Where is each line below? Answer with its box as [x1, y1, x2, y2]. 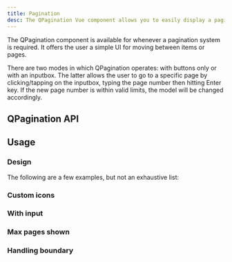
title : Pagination [7, 10, 60, 17]
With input [7, 209, 43, 218]
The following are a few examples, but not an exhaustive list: [7, 173, 180, 181]
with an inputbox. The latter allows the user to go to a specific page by [7, 71, 208, 79]
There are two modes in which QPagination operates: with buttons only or [7, 64, 217, 72]
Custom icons [7, 190, 55, 200]
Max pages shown [7, 227, 70, 237]
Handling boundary [7, 246, 74, 256]
